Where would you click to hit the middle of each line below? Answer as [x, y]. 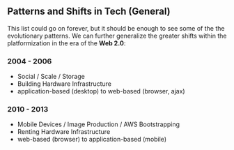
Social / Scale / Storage [51, 77]
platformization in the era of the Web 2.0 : [67, 43]
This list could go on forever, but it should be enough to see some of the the [116, 28]
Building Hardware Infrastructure [64, 84]
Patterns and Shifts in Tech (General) [89, 12]
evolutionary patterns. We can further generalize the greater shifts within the [117, 36]
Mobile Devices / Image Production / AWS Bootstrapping [98, 124]
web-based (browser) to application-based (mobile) [92, 140]
